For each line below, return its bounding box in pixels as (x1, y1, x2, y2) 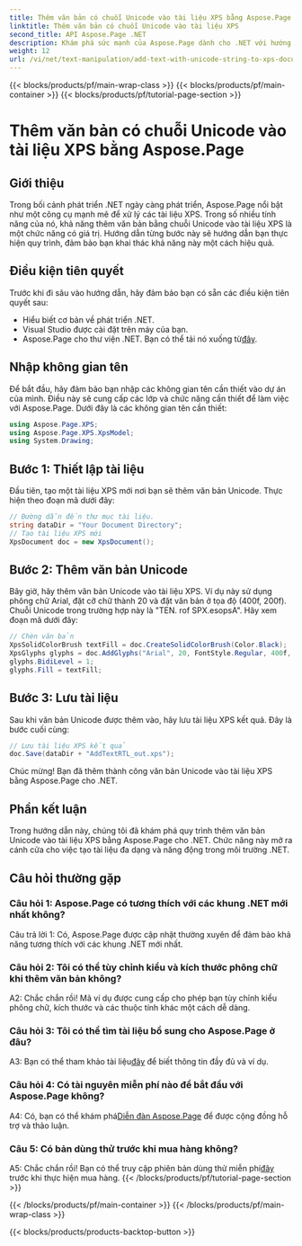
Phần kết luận (9, 801, 87, 816)
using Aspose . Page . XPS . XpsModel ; (9, 428, 135, 437)
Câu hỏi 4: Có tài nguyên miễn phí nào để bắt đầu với (9, 1079, 244, 1091)
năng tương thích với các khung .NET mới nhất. (9, 939, 183, 949)
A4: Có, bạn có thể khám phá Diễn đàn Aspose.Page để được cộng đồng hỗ (9, 1110, 289, 1121)
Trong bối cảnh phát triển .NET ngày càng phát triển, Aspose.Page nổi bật (9, 200, 283, 209)
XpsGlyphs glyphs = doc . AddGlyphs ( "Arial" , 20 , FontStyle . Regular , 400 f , (9, 649, 292, 658)
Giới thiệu (9, 175, 65, 191)
